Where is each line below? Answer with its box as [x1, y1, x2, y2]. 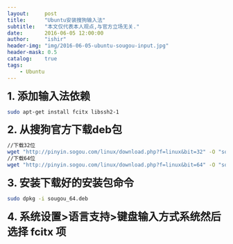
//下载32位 [7, 142, 36, 149]
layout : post [7, 10, 58, 17]
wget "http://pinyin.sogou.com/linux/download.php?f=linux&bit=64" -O [7, 162, 216, 168]
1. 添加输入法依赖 [7, 89, 91, 103]
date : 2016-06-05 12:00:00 [7, 29, 104, 37]
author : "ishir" [7, 36, 67, 43]
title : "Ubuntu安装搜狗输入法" [7, 17, 106, 24]
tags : [7, 62, 23, 69]
